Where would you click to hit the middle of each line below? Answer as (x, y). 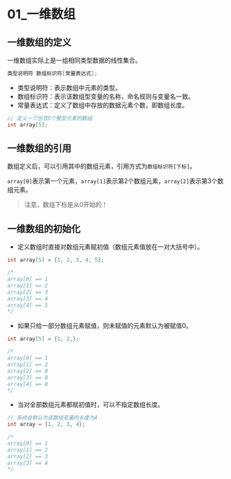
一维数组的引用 (39, 148)
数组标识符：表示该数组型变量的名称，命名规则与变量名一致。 (106, 96)
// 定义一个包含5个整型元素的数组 (50, 118)
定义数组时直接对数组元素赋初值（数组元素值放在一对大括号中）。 (110, 247)
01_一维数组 (41, 14)
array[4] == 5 (28, 305)
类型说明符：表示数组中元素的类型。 (69, 87)
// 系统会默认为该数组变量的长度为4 (52, 418)
